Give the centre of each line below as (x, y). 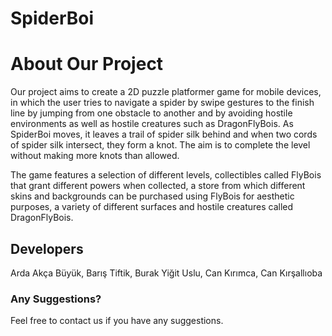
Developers (47, 248)
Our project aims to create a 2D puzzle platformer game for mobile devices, (166, 92)
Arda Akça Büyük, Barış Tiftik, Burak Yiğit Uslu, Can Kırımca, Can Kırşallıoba (166, 273)
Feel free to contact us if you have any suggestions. (117, 321)
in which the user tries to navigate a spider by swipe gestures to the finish (162, 103)
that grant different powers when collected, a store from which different (158, 186)
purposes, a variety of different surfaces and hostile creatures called (152, 207)
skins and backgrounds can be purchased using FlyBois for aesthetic (152, 196)
